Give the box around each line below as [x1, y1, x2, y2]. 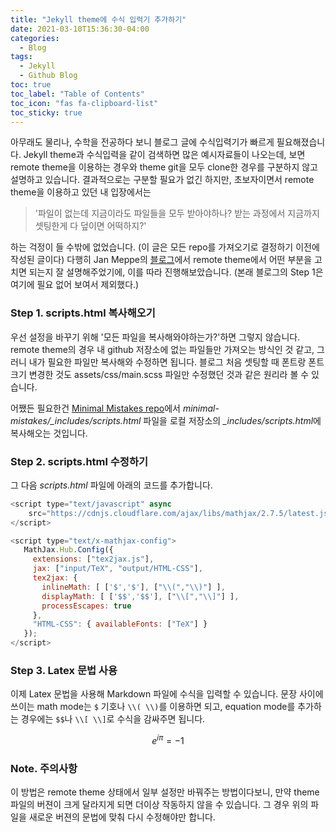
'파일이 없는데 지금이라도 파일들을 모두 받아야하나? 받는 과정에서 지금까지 [34, 207, 320, 220]
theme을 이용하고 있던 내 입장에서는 [10, 186, 152, 198]
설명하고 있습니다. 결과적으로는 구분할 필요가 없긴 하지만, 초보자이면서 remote [10, 174, 315, 186]
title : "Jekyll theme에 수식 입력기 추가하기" [10, 14, 187, 25]
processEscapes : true [41, 601, 132, 611]
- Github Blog [19, 71, 78, 81]
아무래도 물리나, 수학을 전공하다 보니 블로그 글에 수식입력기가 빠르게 [10, 136, 275, 148]
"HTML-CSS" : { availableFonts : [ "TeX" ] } [32, 619, 208, 630]
